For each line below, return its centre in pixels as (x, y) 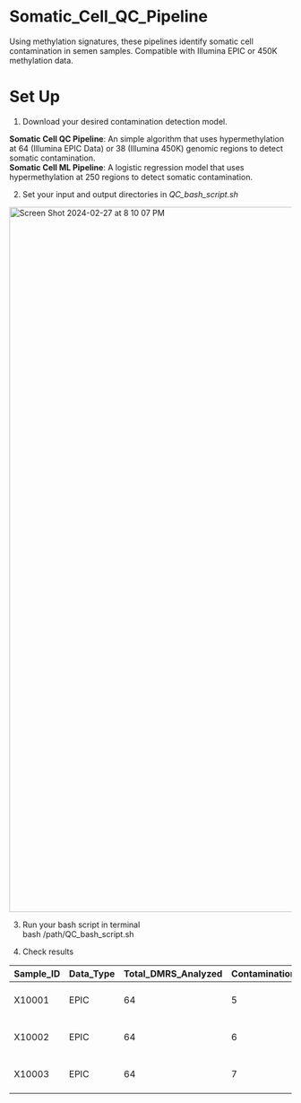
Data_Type (92, 973)
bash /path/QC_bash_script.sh (78, 934)
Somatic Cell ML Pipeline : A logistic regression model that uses (127, 167)
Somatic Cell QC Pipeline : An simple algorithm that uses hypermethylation (147, 139)
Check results (48, 951)
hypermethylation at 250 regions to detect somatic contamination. (131, 177)
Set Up (35, 97)
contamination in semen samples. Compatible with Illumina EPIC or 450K (143, 50)
